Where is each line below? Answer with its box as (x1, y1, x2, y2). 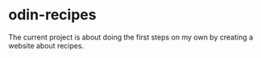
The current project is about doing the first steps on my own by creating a (8, 32, 254, 42)
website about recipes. (8, 40, 85, 50)
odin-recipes (8, 6, 97, 24)
